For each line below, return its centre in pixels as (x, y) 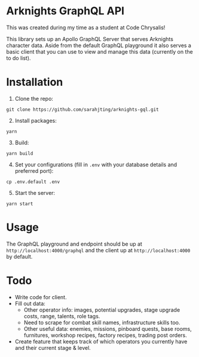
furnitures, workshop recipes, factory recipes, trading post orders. (105, 335)
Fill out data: (30, 303)
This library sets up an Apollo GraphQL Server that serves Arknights (90, 39)
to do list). (19, 58)
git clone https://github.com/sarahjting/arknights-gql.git (83, 109)
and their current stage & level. (53, 347)
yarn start (20, 204)
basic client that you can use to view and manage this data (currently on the (99, 51)
